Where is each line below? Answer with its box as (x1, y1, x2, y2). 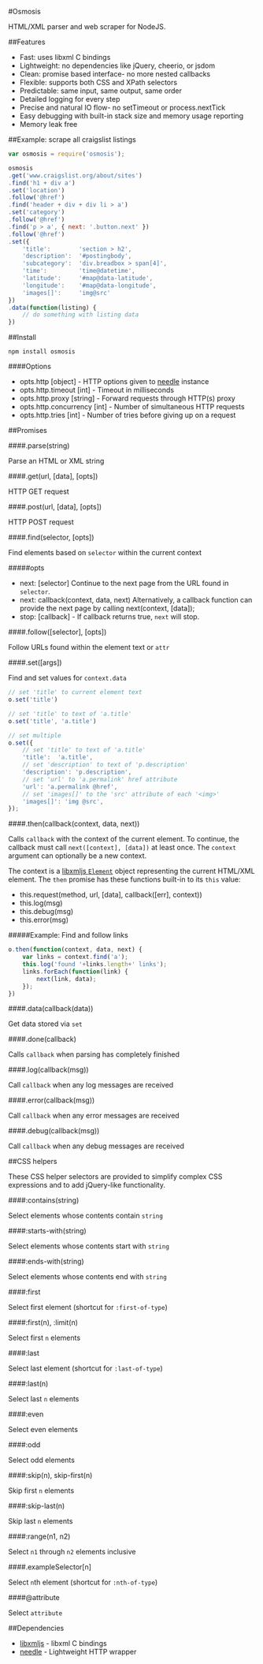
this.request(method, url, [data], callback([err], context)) (19, 890, 202, 900)
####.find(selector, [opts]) (8, 532, 94, 543)
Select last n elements (8, 1394, 80, 1404)
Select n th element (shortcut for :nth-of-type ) (8, 1577, 158, 1588)
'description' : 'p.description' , (22, 768, 132, 776)
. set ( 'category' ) (8, 208, 65, 216)
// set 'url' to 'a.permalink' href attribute (22, 775, 178, 783)
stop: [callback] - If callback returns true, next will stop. (19, 612, 200, 621)
